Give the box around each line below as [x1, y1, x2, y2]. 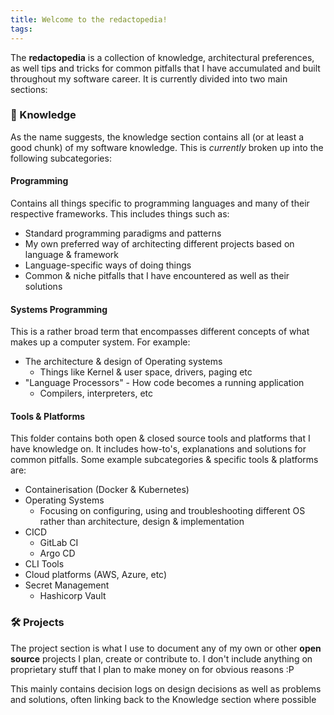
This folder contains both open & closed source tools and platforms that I [10, 432, 311, 445]
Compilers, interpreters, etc [39, 387, 153, 400]
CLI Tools [24, 558, 65, 570]
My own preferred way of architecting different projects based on [24, 238, 295, 250]
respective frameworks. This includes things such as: [10, 208, 230, 220]
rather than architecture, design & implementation [39, 516, 245, 528]
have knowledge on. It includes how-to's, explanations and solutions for [10, 443, 307, 455]
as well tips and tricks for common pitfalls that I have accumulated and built [10, 62, 321, 74]
